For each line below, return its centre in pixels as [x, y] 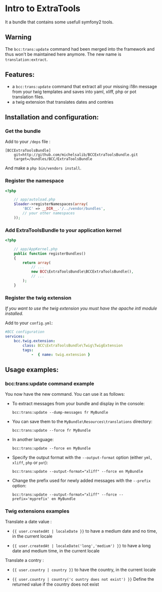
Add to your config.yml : [29, 323]
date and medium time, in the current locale [56, 551]
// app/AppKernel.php [36, 249]
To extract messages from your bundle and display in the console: [78, 404]
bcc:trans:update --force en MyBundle [51, 448]
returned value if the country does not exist [55, 584]
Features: [20, 75]
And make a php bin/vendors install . [43, 168]
